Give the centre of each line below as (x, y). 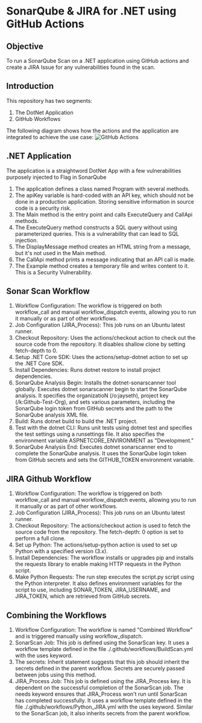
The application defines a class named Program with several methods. (102, 189)
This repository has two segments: (49, 100)
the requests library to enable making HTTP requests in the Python (98, 564)
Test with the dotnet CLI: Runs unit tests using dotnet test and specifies (104, 428)
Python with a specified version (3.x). (62, 551)
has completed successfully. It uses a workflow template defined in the (103, 701)
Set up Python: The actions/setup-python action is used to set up (96, 545)
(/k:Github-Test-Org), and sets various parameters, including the (95, 402)
